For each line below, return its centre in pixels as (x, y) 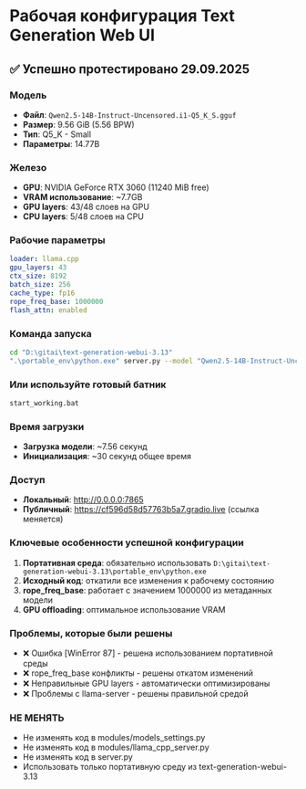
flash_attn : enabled (49, 310)
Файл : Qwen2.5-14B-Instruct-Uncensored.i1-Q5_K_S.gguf (129, 114)
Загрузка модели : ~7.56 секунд (85, 447)
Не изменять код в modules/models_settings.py (114, 738)
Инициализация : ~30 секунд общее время (107, 457)
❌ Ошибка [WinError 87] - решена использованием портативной (148, 653)
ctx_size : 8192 (38, 276)
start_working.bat (44, 403)
